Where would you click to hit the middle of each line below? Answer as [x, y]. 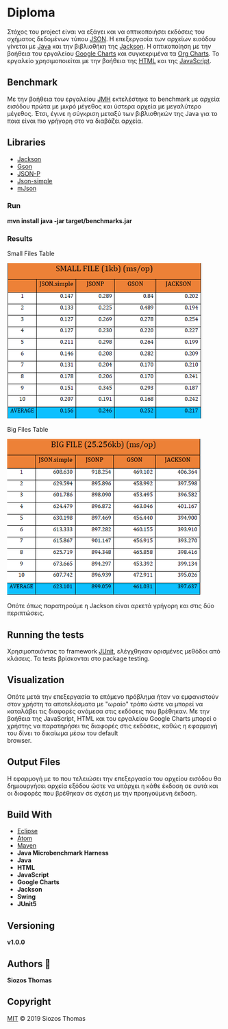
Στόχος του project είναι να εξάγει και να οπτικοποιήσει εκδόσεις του [106, 32]
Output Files [34, 762]
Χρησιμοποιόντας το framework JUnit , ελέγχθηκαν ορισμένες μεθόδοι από [114, 651]
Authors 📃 [29, 963]
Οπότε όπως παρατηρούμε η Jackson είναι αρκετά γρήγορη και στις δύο [111, 606]
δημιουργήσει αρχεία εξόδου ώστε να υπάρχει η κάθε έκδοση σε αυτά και [113, 786]
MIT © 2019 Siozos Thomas [46, 1018]
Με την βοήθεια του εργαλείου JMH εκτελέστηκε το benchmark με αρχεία [114, 99]
